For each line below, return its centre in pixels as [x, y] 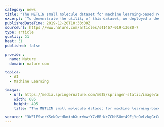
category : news [20, 9]
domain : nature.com [29, 64]
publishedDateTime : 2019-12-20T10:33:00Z [48, 23]
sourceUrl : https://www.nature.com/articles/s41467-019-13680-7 [72, 28]
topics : [13, 73]
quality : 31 [17, 37]
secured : [14, 117]
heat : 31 [14, 41]
